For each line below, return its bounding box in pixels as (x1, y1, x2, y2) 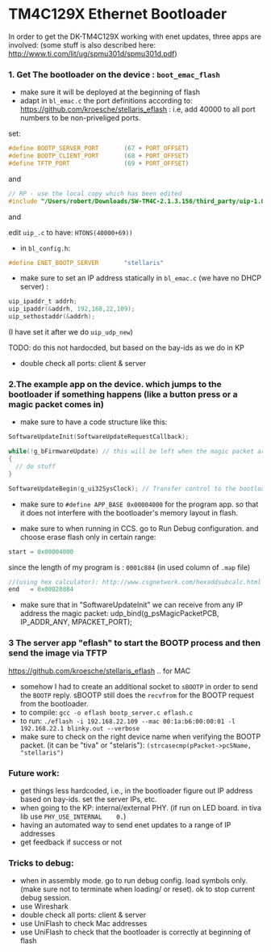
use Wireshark (19, 902, 69, 912)
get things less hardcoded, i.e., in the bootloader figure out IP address (19, 786, 253, 795)
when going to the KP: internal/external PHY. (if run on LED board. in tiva (19, 802, 262, 812)
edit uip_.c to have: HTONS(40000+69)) (8, 227, 133, 237)
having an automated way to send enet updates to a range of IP (19, 819, 231, 829)
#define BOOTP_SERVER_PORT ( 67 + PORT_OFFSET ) (8, 145, 190, 153)
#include (8, 197, 38, 205)
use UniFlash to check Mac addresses (19, 919, 148, 929)
